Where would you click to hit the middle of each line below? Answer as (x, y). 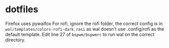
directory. (15, 40)
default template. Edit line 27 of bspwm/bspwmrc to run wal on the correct (80, 34)
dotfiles (22, 9)
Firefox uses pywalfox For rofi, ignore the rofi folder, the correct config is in (84, 23)
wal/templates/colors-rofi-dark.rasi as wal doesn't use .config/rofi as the (85, 29)
